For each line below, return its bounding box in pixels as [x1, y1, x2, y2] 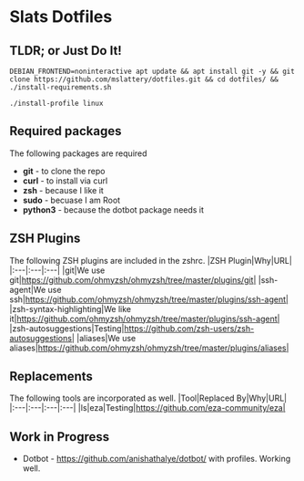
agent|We [9, 284, 46, 295]
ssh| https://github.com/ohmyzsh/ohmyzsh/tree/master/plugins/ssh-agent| [9, 294, 289, 305]
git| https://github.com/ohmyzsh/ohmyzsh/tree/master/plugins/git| [9, 274, 257, 285]
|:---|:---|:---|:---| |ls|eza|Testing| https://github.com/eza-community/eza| [9, 403, 286, 413]
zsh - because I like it [22, 184, 105, 195]
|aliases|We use [76, 332, 137, 343]
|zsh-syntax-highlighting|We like [9, 303, 132, 314]
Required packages [9, 123, 122, 139]
